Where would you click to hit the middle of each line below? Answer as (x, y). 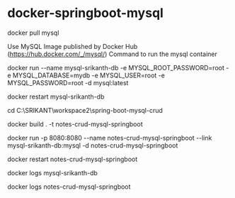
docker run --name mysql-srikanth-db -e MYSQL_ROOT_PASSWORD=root (116, 67)
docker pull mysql (33, 33)
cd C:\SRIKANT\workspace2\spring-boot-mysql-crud (85, 110)
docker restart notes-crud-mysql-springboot (73, 159)
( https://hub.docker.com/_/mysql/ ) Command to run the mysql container (112, 54)
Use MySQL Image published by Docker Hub (73, 46)
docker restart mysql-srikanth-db (56, 97)
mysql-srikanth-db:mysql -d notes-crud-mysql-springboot (93, 145)
